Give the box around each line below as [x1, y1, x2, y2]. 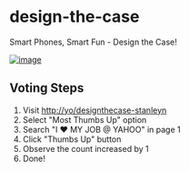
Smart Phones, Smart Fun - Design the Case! [9, 36, 177, 47]
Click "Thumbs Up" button [22, 134, 122, 145]
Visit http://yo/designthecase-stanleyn [22, 105, 167, 116]
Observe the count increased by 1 [22, 143, 149, 154]
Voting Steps [9, 80, 85, 96]
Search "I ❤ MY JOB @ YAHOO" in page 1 [22, 124, 181, 135]
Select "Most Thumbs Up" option [22, 114, 147, 125]
